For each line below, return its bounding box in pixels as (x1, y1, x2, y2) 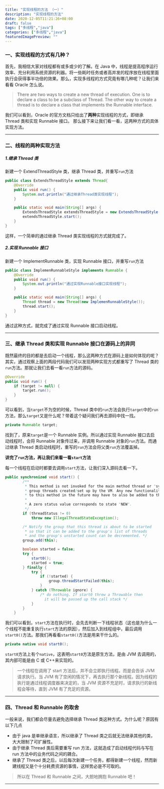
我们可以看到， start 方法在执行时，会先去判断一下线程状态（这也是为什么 (5, 620, 153, 626)
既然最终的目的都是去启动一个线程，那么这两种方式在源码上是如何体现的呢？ (5, 352, 159, 358)
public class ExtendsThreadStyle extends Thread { (5, 178, 108, 183)
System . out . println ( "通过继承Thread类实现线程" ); (22, 192, 119, 197)
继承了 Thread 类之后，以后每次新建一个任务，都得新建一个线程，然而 (12, 757, 153, 763)
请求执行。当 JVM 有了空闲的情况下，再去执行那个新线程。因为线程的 (17, 674, 157, 680)
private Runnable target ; (5, 423, 58, 427)
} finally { (22, 565, 47, 570)
